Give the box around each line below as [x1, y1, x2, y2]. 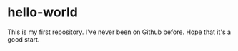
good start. [7, 35, 40, 43]
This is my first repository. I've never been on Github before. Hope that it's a [7, 28, 231, 36]
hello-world [7, 4, 79, 21]
